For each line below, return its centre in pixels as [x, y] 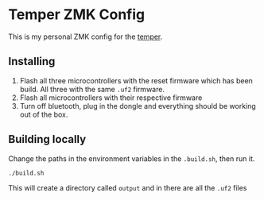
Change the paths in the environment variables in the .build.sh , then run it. [132, 158]
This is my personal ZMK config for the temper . [85, 37]
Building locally [47, 139]
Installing [32, 62]
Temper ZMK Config [77, 15]
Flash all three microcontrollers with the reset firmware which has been [136, 80]
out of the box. [44, 114]
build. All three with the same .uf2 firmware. [92, 89]
